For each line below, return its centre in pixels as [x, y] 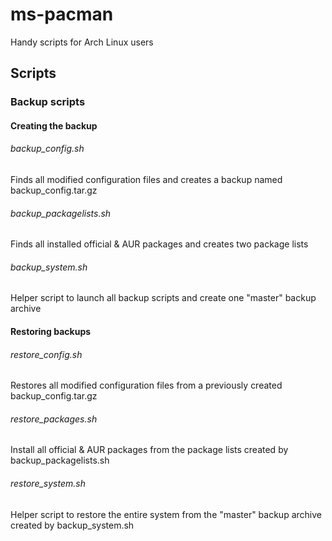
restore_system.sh [48, 484]
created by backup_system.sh [72, 525]
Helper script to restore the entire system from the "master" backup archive [166, 514]
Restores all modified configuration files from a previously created [146, 385]
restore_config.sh [46, 354]
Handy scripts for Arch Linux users [82, 42]
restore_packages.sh [54, 419]
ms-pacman [62, 14]
